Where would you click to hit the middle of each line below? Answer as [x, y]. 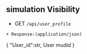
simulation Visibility [43, 10]
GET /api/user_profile [43, 23]
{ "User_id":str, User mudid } [40, 45]
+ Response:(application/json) [44, 34]
